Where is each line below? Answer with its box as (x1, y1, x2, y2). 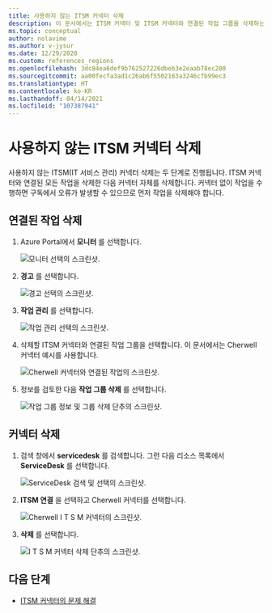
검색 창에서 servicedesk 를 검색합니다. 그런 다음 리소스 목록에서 (19, 450, 225, 460)
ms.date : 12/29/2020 (8, 49, 79, 57)
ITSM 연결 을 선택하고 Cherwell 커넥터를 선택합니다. (19, 495, 186, 505)
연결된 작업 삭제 (8, 213, 83, 227)
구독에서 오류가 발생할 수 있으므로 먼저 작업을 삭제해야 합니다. (29, 188, 224, 198)
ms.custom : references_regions (8, 57, 114, 66)
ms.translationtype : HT (8, 79, 89, 87)
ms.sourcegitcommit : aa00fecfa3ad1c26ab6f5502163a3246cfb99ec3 (8, 72, 227, 80)
